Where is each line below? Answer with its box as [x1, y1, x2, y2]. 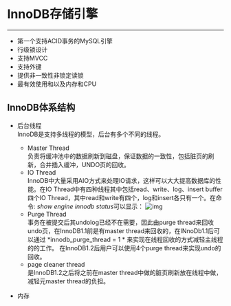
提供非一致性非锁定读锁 [16, 71, 84, 79]
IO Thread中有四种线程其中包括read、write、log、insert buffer [45, 185, 223, 193]
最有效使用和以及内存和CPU [16, 80, 97, 88]
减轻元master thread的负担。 [27, 276, 110, 285]
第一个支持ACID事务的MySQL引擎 [16, 36, 113, 45]
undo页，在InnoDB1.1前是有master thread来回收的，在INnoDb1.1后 [27, 226, 214, 234]
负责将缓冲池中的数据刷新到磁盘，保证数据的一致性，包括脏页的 [27, 152, 208, 160]
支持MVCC [16, 54, 48, 62]
